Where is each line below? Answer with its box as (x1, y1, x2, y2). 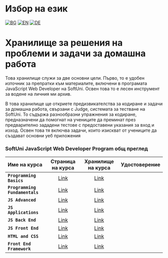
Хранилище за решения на (5, 37, 123, 49)
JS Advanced (7, 197, 36, 203)
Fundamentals (7, 190, 39, 195)
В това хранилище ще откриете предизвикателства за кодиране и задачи (5, 101, 163, 107)
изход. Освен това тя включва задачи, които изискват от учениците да (5, 127, 157, 133)
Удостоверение (120, 161, 160, 168)
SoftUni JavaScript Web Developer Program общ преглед (5, 145, 148, 152)
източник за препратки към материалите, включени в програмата (5, 80, 147, 86)
